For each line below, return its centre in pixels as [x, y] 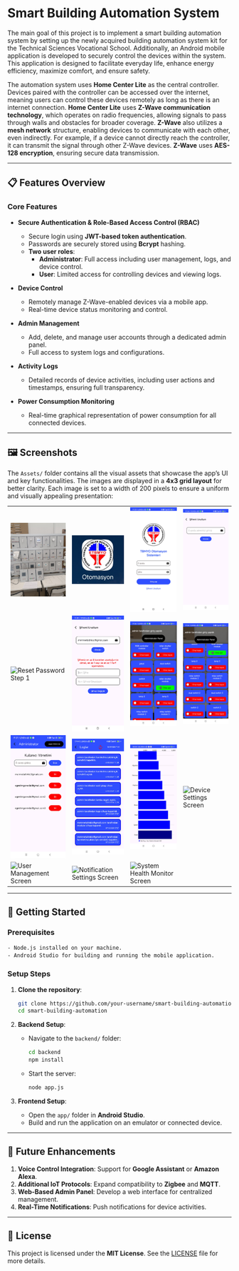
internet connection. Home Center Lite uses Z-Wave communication [109, 107]
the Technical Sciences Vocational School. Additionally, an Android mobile [116, 48]
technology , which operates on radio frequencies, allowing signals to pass [117, 115]
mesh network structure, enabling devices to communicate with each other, [119, 130]
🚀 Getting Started [47, 912]
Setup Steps [29, 974]
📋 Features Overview [56, 183]
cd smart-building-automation [63, 1011]
